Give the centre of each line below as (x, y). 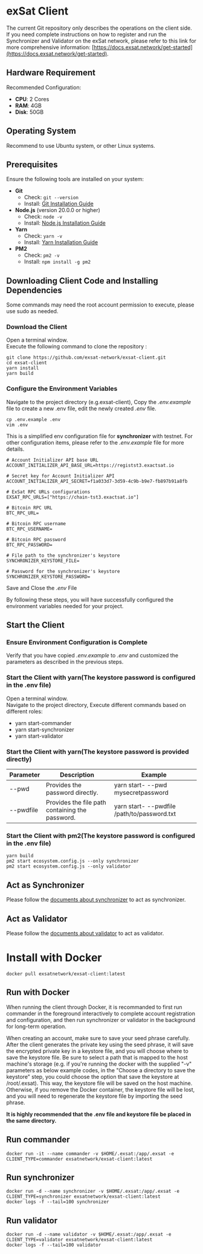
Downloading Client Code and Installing (82, 281)
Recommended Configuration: (44, 87)
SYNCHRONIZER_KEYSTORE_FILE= (43, 561)
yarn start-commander (43, 723)
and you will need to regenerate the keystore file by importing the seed (95, 1096)
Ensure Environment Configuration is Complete (77, 642)
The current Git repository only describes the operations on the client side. (99, 28)
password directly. (72, 793)
